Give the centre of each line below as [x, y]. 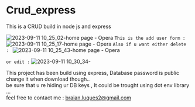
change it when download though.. [48, 79]
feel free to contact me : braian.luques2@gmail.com [69, 98]
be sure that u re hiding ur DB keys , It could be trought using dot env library [98, 85]
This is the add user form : [150, 38]
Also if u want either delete [149, 44]
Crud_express [41, 10]
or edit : [18, 62]
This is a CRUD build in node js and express [59, 26]
